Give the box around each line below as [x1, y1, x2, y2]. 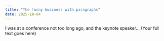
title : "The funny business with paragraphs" [5, 7, 100, 12]
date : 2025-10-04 [5, 12, 41, 17]
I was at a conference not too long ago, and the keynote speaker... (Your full [5, 25, 160, 31]
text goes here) [5, 30, 36, 36]
